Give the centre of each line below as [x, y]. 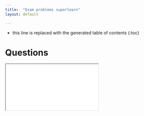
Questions [27, 53]
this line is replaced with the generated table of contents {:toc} [76, 33]
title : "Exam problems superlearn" [43, 10]
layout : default [22, 14]
